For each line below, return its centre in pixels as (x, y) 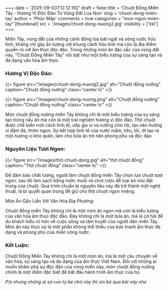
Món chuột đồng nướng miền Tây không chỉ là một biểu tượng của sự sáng (82, 115)
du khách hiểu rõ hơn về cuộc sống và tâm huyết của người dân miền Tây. (82, 221)
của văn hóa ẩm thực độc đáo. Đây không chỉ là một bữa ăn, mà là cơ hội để (84, 216)
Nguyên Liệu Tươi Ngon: (35, 149)
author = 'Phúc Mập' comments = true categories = (68, 18)
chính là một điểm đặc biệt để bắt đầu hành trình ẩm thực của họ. (73, 272)
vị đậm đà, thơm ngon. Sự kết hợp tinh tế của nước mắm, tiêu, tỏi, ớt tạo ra (82, 130)
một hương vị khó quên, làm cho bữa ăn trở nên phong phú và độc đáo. (79, 136)
